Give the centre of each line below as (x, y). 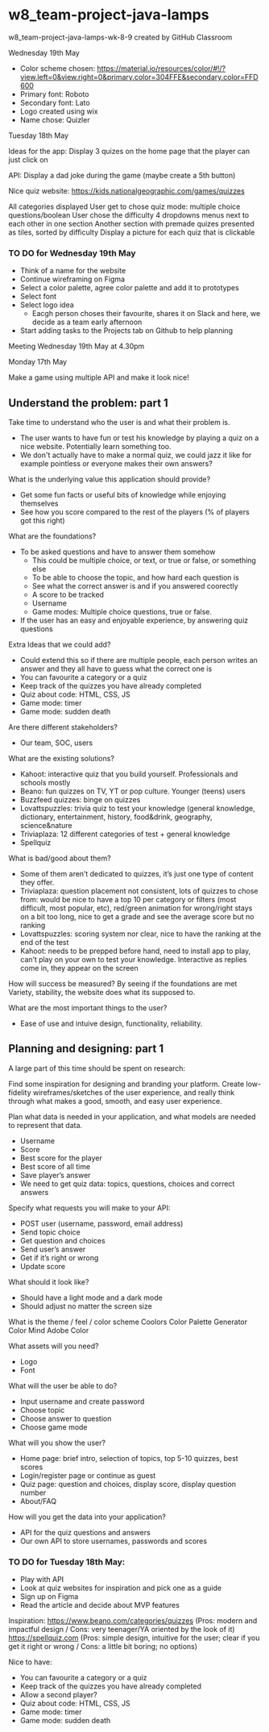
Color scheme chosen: (58, 68)
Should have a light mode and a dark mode (91, 1297)
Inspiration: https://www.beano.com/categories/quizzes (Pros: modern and (133, 1621)
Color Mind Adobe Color (49, 1330)
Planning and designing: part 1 (86, 1049)
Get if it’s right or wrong (59, 1257)
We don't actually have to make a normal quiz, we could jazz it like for (136, 455)
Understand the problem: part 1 (89, 403)
